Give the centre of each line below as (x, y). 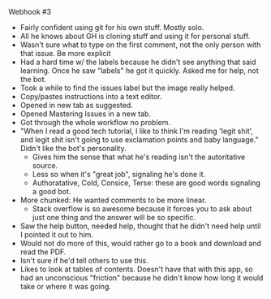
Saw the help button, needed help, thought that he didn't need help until (140, 226)
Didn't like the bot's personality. (73, 148)
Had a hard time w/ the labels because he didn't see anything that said (138, 62)
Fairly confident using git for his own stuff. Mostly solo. (112, 27)
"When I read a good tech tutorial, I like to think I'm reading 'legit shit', (137, 131)
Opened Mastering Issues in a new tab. (86, 114)
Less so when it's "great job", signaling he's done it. (119, 174)
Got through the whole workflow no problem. (95, 122)
